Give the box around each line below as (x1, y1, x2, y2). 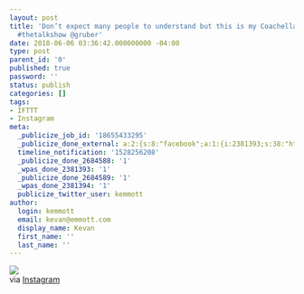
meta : (9, 123, 30, 132)
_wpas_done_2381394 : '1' (17, 182, 111, 191)
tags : (9, 97, 30, 107)
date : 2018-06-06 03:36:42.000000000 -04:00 (9, 38, 180, 48)
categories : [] (9, 89, 67, 98)
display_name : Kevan (17, 223, 95, 232)
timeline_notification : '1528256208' (17, 147, 160, 156)
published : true (9, 64, 71, 73)
